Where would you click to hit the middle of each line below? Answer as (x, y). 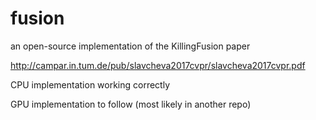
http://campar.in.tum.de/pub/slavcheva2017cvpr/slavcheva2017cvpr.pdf (158, 65)
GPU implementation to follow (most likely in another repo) (131, 104)
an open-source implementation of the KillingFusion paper (130, 46)
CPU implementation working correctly (90, 84)
